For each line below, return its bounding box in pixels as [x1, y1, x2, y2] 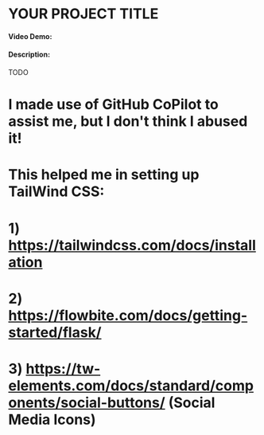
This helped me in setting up [8, 166, 200, 184]
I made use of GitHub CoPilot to [8, 96, 219, 114]
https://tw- [25, 359, 101, 378]
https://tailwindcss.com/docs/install [8, 236, 256, 254]
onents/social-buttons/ [8, 394, 165, 411]
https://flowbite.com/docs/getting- [8, 306, 248, 324]
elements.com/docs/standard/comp [8, 376, 254, 394]
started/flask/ [8, 323, 102, 341]
